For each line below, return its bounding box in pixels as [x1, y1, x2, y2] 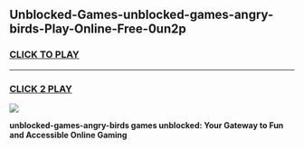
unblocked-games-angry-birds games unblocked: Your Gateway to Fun [9, 119, 284, 130]
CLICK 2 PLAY [9, 82, 72, 95]
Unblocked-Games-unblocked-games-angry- [9, 7, 274, 23]
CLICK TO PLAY [9, 49, 80, 61]
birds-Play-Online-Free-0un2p [9, 22, 187, 37]
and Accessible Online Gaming [9, 129, 128, 140]
